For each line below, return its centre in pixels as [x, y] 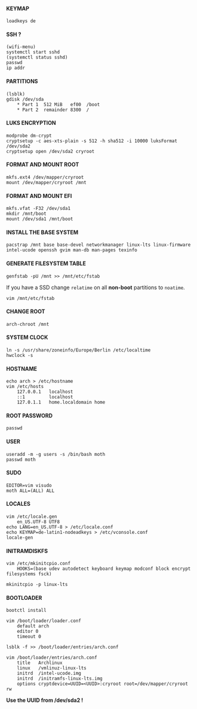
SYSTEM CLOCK [27, 337]
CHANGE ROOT [26, 311]
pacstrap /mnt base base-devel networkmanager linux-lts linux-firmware [98, 245]
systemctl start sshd [33, 52]
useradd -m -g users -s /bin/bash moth [56, 454]
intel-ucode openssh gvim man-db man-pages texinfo [72, 250]
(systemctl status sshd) [37, 58]
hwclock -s [20, 356]
